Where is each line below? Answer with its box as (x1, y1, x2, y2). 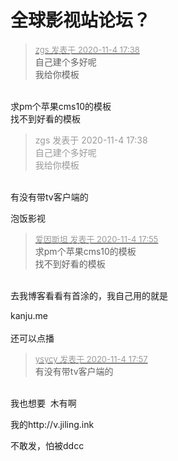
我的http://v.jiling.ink (10, 418, 95, 430)
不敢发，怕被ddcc (10, 439, 85, 451)
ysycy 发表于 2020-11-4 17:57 (34, 353, 148, 365)
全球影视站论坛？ (10, 9, 152, 32)
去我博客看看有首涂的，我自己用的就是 (10, 289, 168, 301)
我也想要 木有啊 (10, 397, 77, 409)
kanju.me (10, 309, 48, 321)
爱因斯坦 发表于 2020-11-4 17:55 (34, 233, 159, 245)
